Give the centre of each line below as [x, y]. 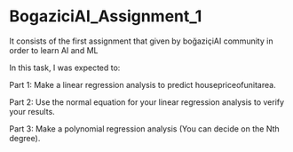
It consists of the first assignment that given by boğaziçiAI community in [141, 41]
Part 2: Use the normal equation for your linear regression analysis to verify [147, 102]
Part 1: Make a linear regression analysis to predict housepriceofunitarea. [143, 84]
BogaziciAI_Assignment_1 [106, 16]
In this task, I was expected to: [65, 68]
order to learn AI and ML [54, 50]
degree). [25, 138]
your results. [32, 111]
